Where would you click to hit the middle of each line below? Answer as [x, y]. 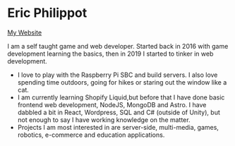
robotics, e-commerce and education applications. [91, 135]
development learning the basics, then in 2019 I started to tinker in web [110, 54]
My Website [25, 32]
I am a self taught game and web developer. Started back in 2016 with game [118, 46]
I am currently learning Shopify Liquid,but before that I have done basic [121, 97]
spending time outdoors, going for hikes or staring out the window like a [122, 82]
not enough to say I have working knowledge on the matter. [104, 120]
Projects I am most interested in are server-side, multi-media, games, [118, 127]
